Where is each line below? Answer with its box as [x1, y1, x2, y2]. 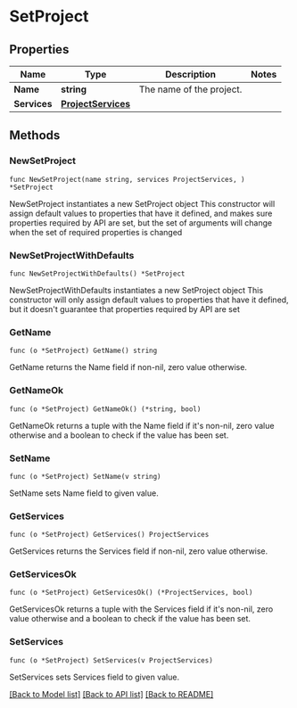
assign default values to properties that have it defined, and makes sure [9, 208, 273, 218]
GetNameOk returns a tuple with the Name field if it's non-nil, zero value [9, 420, 275, 431]
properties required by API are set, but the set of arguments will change [9, 217, 273, 228]
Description [164, 69, 217, 80]
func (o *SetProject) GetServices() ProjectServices [9, 531, 210, 539]
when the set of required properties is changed [9, 226, 183, 237]
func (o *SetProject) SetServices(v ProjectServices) [9, 655, 214, 665]
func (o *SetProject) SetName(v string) [9, 472, 162, 481]
